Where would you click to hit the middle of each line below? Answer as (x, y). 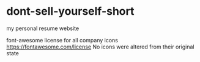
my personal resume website (43, 28)
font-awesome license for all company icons (62, 40)
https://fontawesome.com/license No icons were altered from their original (100, 47)
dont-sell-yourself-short (70, 11)
